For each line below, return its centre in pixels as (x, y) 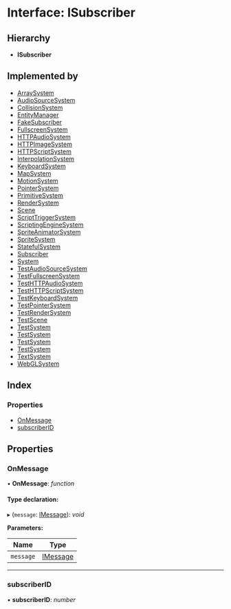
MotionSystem (37, 180)
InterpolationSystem (45, 158)
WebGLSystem (38, 364)
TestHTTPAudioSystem (50, 283)
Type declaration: (33, 499)
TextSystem (34, 356)
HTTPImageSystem (44, 144)
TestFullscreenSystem (48, 276)
